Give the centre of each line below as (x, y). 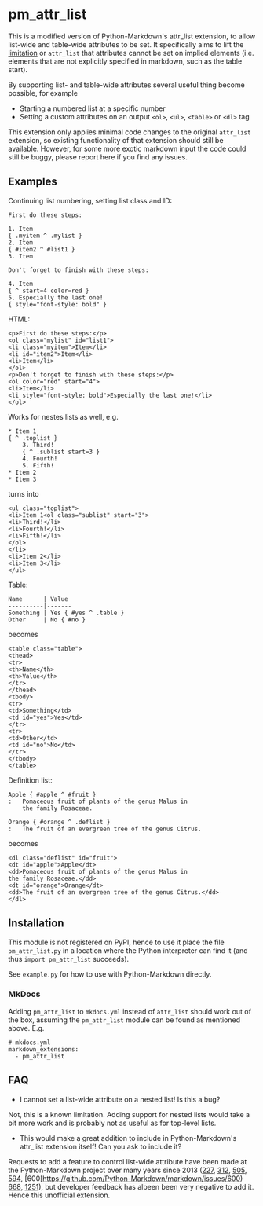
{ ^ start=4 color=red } (49, 291)
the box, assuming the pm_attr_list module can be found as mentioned (124, 1020)
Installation (36, 924)
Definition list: (30, 780)
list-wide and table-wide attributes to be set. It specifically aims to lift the (126, 44)
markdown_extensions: (44, 1049)
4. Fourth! (40, 458)
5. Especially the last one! (56, 297)
